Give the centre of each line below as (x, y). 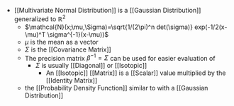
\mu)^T (35, 34)
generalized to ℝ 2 (40, 18)
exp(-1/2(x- (211, 27)
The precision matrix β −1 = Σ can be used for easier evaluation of (120, 57)
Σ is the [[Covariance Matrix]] (68, 49)
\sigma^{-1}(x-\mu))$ (78, 34)
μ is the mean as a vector (61, 42)
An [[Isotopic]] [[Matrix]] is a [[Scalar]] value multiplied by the (136, 73)
